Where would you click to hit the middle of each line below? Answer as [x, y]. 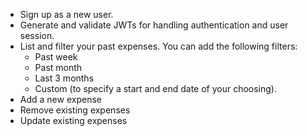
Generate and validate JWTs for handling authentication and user [154, 25]
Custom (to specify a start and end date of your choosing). [156, 88]
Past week [56, 57]
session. [37, 35]
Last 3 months [64, 78]
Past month [58, 67]
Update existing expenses [73, 120]
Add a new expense [60, 99]
